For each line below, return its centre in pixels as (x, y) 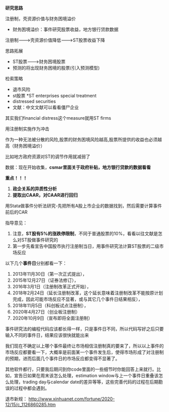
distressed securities (34, 101)
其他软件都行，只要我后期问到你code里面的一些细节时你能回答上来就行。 (81, 369)
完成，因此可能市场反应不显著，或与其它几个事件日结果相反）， (77, 299)
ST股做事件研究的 (40, 240)
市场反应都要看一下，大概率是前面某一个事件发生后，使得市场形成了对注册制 (84, 352)
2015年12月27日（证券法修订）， (46, 280)
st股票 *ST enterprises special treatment (54, 96)
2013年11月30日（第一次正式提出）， (50, 274)
